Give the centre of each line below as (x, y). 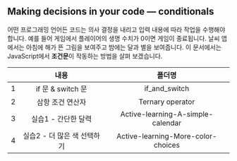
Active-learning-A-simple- (167, 114)
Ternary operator (167, 102)
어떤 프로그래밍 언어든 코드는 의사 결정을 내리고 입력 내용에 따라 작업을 (104, 29)
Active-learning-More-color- (166, 136)
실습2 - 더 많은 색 (51, 136)
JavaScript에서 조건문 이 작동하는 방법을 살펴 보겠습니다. (85, 56)
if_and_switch (167, 88)
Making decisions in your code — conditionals (111, 12)
